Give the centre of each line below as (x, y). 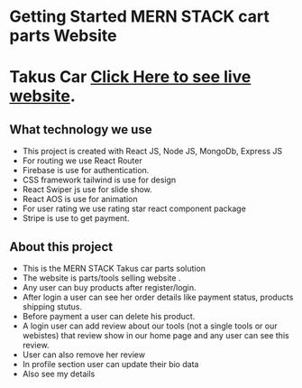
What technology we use (81, 129)
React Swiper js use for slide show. (87, 189)
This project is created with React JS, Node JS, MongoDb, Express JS (152, 152)
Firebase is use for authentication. (86, 171)
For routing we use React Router (82, 161)
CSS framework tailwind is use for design (99, 180)
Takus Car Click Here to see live (130, 77)
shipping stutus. (52, 307)
